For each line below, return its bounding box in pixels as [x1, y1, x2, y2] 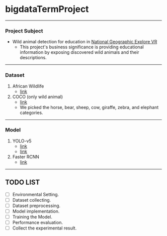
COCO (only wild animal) [12, 94, 63, 100]
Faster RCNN [12, 153, 40, 160]
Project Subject [5, 27, 43, 34]
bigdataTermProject [5, 3, 89, 15]
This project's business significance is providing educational [19, 44, 144, 50]
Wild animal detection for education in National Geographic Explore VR [12, 39, 158, 45]
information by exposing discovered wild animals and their [19, 49, 140, 55]
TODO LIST [5, 178, 40, 187]
